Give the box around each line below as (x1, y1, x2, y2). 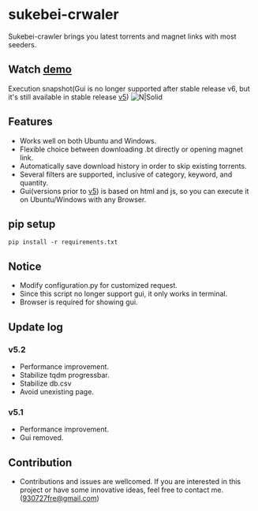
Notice (8, 259, 42, 273)
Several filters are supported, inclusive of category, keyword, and (19, 170, 233, 179)
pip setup (8, 217, 56, 230)
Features (8, 115, 53, 129)
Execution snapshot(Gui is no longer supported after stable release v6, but (8, 84, 250, 93)
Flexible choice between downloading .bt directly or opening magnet (19, 144, 243, 154)
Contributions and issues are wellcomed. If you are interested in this (19, 476, 241, 486)
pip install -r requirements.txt (8, 238, 118, 246)
